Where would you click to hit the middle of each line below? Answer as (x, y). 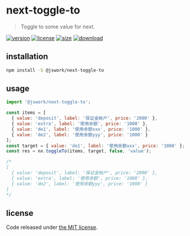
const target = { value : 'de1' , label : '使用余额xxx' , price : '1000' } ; (96, 146)
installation (27, 57)
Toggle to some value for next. (58, 27)
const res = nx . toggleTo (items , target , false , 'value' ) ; (79, 151)
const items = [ (26, 113)
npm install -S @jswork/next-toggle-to (55, 70)
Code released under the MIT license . (52, 227)
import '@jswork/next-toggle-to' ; (49, 102)
